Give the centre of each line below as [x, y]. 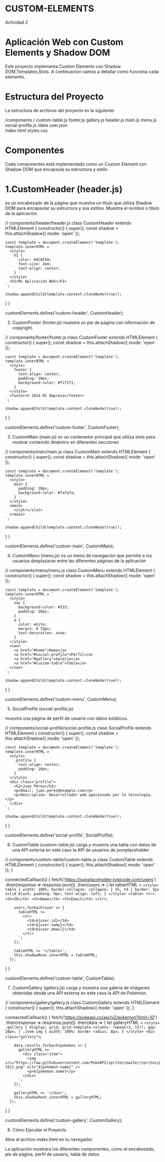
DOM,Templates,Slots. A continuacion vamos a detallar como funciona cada [82, 72]
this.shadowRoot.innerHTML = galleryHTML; [58, 1097]
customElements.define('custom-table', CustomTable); [60, 978]
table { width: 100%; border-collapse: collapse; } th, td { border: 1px [82, 889]
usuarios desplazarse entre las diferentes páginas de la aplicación [79, 561]
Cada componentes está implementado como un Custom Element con [76, 164]
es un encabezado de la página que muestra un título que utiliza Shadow [79, 203]
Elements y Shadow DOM [58, 53]
